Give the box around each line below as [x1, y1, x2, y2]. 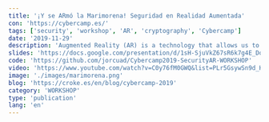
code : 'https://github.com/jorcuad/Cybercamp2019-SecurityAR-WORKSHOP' [8, 57, 252, 65]
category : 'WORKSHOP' [8, 86, 81, 95]
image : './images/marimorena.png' [8, 71, 124, 79]
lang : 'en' [8, 101, 45, 109]
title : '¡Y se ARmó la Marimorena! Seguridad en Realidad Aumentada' [8, 11, 246, 20]
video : [8, 64, 30, 72]
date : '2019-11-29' [8, 34, 74, 43]
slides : [8, 49, 34, 57]
